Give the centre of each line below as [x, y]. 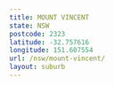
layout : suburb [37, 67]
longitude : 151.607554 [51, 50]
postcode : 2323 [37, 34]
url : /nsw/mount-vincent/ [57, 58]
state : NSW [29, 26]
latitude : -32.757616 [49, 42]
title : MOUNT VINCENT [49, 17]
